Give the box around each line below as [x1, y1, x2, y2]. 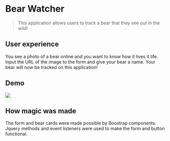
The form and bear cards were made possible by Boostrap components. [5, 120, 157, 126]
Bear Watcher [5, 3, 65, 15]
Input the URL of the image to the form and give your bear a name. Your [5, 59, 156, 65]
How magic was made [5, 107, 76, 115]
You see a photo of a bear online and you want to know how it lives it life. [5, 53, 159, 59]
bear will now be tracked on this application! [5, 64, 98, 70]
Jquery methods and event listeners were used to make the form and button [5, 125, 165, 132]
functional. [5, 131, 28, 137]
